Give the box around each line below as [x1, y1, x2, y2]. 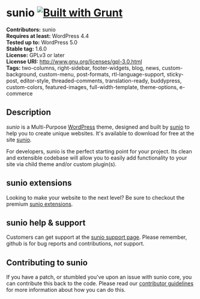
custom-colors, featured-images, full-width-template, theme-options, [6, 83, 178, 90]
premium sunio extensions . [6, 200, 73, 208]
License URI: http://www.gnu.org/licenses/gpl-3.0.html [6, 58, 142, 65]
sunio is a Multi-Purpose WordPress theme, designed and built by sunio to [6, 123, 190, 131]
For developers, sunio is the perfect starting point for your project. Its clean [6, 147, 192, 155]
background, [6, 70, 38, 78]
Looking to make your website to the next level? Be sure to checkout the [6, 194, 185, 201]
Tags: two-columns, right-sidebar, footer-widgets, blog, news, [6, 64, 161, 72]
